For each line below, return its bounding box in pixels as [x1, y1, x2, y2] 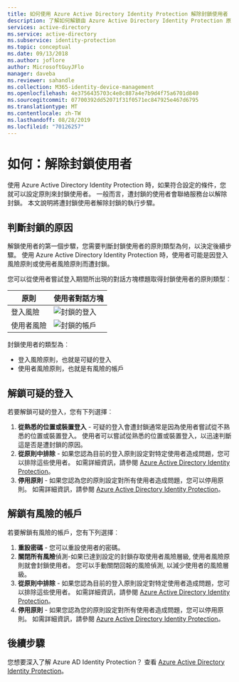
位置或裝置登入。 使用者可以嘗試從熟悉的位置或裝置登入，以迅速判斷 [30, 432, 232, 440]
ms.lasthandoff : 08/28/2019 [7, 116, 91, 123]
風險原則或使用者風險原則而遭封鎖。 [7, 259, 114, 268]
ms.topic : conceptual [7, 43, 72, 51]
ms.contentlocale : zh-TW [7, 110, 81, 117]
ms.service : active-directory [7, 30, 97, 38]
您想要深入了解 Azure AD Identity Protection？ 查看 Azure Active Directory [7, 657, 225, 666]
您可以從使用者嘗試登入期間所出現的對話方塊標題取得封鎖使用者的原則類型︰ [7, 275, 232, 284]
